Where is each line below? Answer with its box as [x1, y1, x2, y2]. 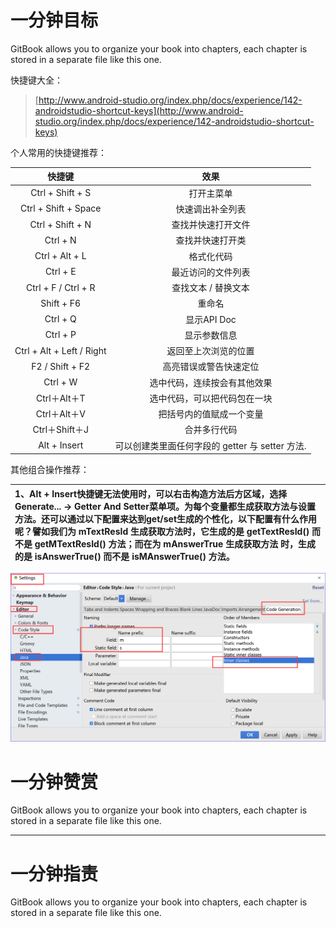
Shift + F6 [40, 297, 82, 309]
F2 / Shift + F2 [31, 360, 91, 372]
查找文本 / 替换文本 [171, 282, 250, 294]
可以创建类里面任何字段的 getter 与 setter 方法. [114, 439, 307, 451]
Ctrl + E [44, 266, 77, 278]
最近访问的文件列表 [171, 266, 251, 278]
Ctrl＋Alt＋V [35, 408, 86, 420]
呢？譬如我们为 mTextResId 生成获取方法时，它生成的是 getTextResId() [14, 525, 310, 537]
